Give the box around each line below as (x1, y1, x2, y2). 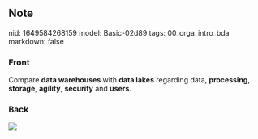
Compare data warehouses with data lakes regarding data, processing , (8, 75, 250, 85)
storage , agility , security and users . (8, 84, 132, 94)
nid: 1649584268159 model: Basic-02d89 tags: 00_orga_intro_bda (8, 27, 230, 37)
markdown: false (8, 36, 65, 46)
